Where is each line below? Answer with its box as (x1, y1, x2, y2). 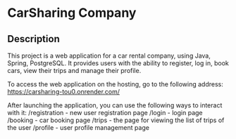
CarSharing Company (7, 5, 137, 21)
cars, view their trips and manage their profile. (7, 67, 142, 74)
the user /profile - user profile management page (7, 124, 150, 131)
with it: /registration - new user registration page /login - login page (7, 109, 203, 117)
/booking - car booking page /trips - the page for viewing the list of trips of (7, 116, 225, 124)
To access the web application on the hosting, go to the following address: (7, 80, 224, 88)
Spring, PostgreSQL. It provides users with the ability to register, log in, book (7, 59, 229, 67)
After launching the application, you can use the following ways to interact (7, 101, 223, 110)
